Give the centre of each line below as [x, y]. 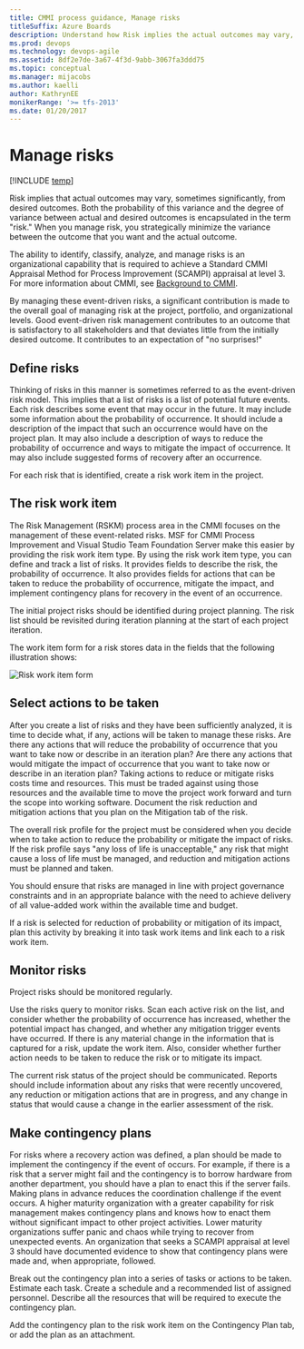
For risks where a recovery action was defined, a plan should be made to [146, 1155]
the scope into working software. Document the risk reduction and [133, 802]
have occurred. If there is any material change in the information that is [142, 1039]
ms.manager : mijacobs [50, 77]
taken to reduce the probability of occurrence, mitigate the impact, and [142, 583]
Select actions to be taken [84, 703]
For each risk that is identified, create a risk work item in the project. [137, 475]
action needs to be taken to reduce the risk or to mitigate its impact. [136, 1058]
